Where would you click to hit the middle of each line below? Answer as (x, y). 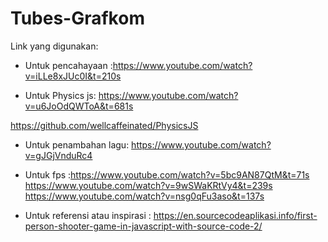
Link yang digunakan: (54, 46)
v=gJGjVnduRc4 (58, 155)
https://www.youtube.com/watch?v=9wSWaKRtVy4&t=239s (148, 185)
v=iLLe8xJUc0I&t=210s (73, 76)
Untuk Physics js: (60, 95)
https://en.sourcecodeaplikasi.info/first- (235, 215)
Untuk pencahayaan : (68, 65)
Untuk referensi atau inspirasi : (88, 215)
